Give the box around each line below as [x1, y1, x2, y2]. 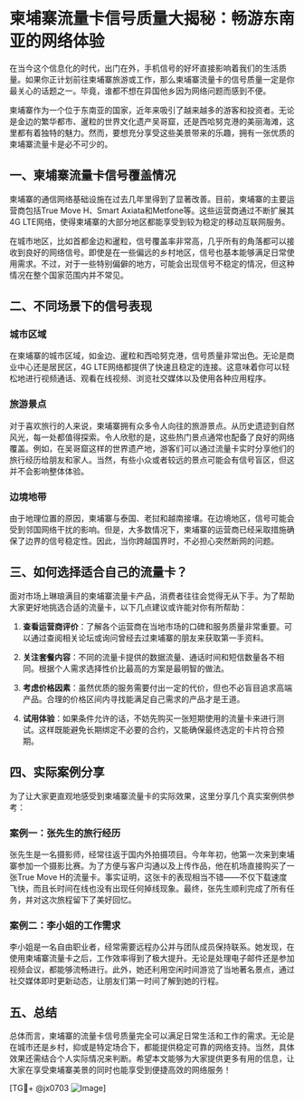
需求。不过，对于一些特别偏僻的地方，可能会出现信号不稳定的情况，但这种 [16, 258, 295, 268]
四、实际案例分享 [9, 765, 105, 780]
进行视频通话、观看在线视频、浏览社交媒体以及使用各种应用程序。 [24, 373, 271, 384]
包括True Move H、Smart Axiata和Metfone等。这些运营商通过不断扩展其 [24, 205, 295, 216]
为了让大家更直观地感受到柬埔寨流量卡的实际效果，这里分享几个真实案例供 [9, 790, 287, 801]
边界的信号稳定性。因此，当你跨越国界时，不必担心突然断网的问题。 [24, 536, 279, 547]
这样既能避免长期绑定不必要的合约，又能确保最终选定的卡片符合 [38, 724, 277, 735]
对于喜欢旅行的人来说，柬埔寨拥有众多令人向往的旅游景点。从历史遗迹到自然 [9, 420, 295, 431]
